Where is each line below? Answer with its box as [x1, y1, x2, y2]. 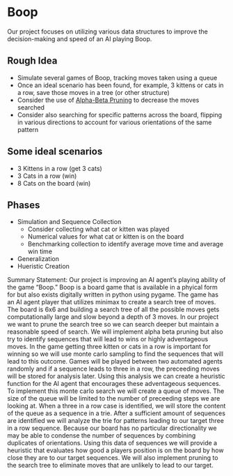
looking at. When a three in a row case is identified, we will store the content [7, 402, 226, 410]
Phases [7, 199, 40, 211]
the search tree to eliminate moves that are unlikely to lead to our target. [7, 461, 214, 470]
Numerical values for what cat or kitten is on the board [27, 232, 184, 241]
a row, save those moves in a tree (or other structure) [17, 88, 170, 96]
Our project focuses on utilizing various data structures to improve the [7, 27, 209, 36]
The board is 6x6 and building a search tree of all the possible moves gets [7, 305, 220, 314]
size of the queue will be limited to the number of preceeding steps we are [7, 394, 220, 403]
